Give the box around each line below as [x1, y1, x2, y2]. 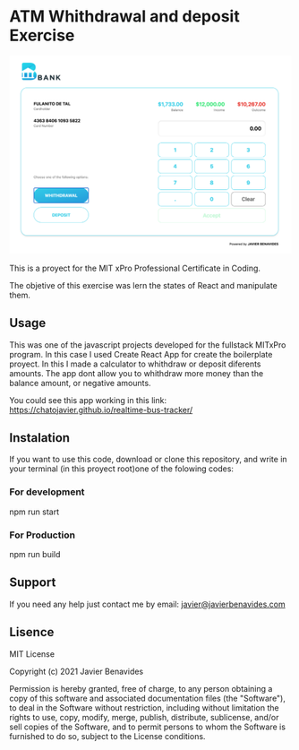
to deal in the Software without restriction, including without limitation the [9, 702, 279, 713]
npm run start [9, 506, 60, 517]
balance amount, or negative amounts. [9, 377, 151, 388]
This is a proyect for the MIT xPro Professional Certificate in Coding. [9, 263, 261, 273]
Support [9, 575, 56, 591]
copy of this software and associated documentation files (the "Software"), [9, 693, 286, 703]
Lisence [9, 625, 55, 640]
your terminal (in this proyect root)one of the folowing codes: [9, 463, 235, 474]
